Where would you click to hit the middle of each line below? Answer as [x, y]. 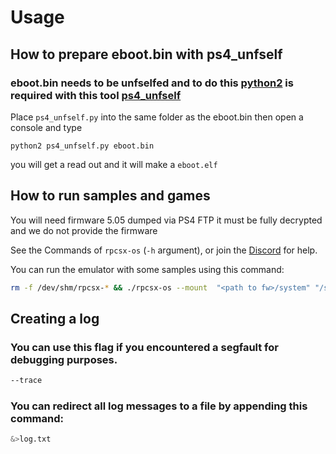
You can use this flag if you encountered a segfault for [144, 347]
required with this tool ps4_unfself [96, 95]
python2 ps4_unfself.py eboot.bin [82, 146]
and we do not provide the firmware [84, 230]
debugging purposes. [64, 359]
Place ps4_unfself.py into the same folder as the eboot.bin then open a [157, 117]
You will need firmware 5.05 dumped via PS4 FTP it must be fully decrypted [166, 220]
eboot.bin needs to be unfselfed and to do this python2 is [152, 83]
